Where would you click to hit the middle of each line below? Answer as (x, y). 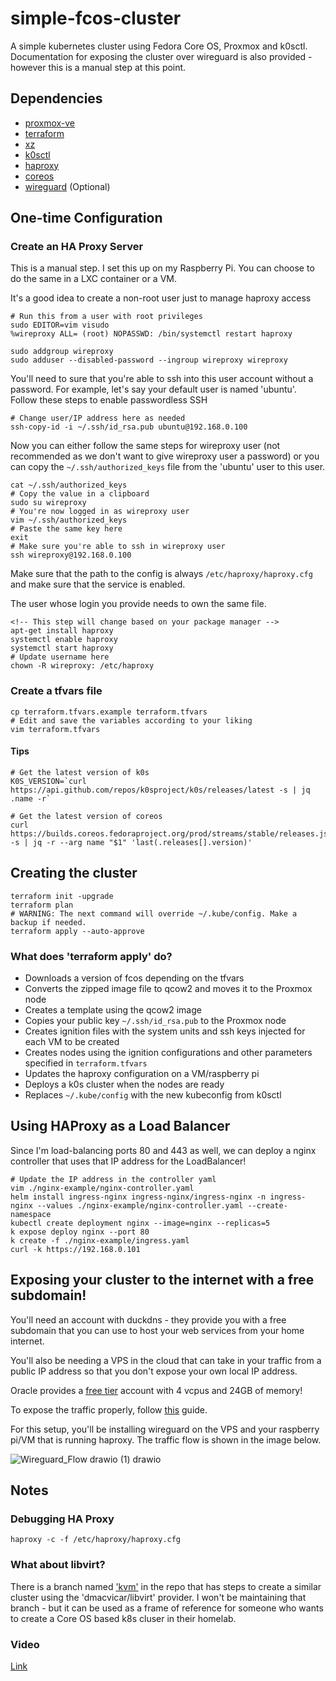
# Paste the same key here (66, 529)
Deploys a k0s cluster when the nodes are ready (124, 1084)
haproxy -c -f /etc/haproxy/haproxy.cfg (96, 1540)
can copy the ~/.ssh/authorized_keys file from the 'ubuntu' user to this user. (168, 467)
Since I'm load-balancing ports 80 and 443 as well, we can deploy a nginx (163, 1150)
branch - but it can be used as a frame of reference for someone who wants (167, 1608)
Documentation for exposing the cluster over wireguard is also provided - (161, 56)
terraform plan (42, 905)
